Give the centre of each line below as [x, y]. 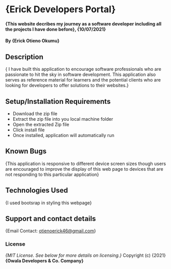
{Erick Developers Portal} [60, 9]
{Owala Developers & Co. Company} [45, 260]
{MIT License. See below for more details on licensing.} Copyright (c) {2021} [86, 255]
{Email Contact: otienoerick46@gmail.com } [51, 231]
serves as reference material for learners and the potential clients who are [83, 80]
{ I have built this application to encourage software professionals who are [83, 69]
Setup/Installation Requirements [58, 101]
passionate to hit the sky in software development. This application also [81, 74]
